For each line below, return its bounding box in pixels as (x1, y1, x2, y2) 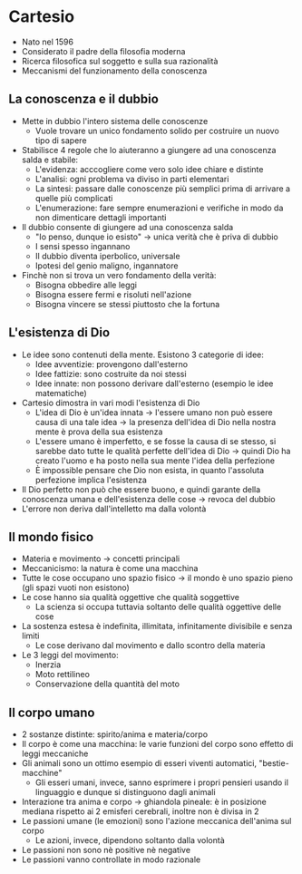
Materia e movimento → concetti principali (21, 553, 180, 564)
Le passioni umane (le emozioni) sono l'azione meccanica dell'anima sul (21, 816, 292, 827)
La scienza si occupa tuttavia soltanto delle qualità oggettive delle (34, 601, 282, 613)
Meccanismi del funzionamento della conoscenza (21, 65, 208, 76)
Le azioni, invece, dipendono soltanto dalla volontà (34, 835, 226, 846)
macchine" (21, 768, 63, 779)
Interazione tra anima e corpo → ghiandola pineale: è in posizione (21, 796, 267, 808)
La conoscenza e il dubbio (8, 92, 160, 107)
